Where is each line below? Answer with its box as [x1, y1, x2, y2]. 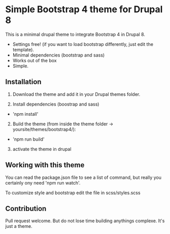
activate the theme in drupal [12, 146, 72, 152]
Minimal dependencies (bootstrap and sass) [12, 52, 105, 58]
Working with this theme [5, 161, 85, 169]
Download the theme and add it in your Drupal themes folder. [12, 91, 141, 97]
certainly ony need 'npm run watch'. [5, 179, 81, 186]
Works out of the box [12, 57, 57, 63]
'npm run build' [12, 136, 45, 142]
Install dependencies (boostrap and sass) [12, 101, 99, 107]
